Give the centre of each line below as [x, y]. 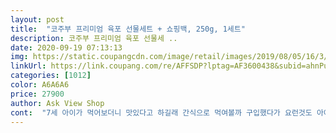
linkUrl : [28, 66]
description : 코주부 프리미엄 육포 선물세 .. [94, 38]
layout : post [37, 19]
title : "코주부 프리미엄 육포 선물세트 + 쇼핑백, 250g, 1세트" [128, 29]
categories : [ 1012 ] [51, 76]
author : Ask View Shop [57, 103]
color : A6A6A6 [40, 85]
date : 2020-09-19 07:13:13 [66, 47]
